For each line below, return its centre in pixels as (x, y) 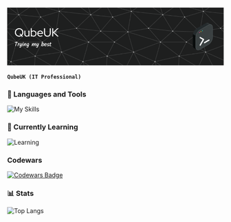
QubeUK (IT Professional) (44, 77)
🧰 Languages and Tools (47, 94)
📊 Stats (21, 193)
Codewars (25, 160)
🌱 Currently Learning (43, 127)
